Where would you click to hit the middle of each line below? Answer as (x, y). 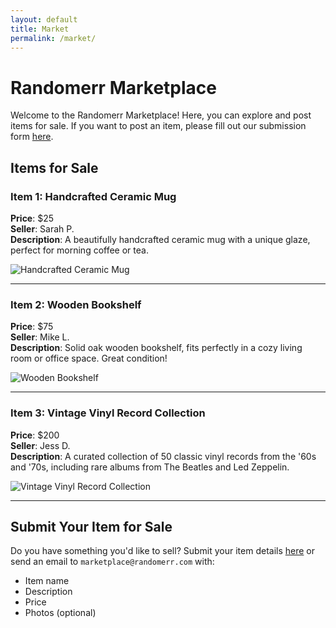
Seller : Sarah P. (42, 229)
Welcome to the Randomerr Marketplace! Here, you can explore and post (161, 115)
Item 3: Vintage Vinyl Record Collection (108, 413)
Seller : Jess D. (40, 445)
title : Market (40, 29)
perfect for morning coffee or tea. (79, 250)
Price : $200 (35, 435)
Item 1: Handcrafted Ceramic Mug (93, 196)
